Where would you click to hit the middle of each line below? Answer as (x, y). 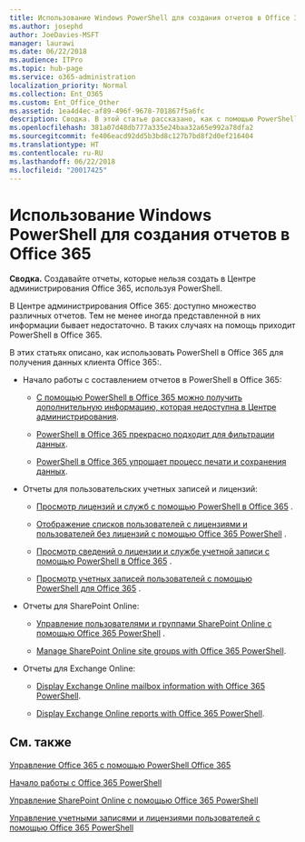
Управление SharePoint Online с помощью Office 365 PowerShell (134, 800)
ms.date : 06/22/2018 (49, 52)
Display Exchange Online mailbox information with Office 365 (151, 687)
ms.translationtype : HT (54, 145)
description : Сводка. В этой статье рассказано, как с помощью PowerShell (154, 119)
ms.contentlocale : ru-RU (56, 153)
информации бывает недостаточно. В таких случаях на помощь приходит (152, 326)
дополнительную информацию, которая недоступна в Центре (156, 407)
